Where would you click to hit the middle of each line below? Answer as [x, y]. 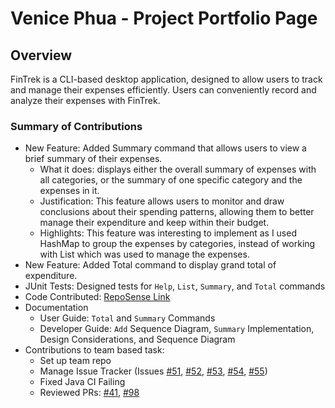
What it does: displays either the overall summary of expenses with [178, 169]
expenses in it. [69, 191]
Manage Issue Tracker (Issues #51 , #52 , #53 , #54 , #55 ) [153, 371]
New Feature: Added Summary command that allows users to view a [165, 148]
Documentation [56, 308]
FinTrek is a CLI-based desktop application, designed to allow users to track [166, 79]
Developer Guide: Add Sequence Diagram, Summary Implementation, [177, 329]
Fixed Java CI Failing [82, 382]
